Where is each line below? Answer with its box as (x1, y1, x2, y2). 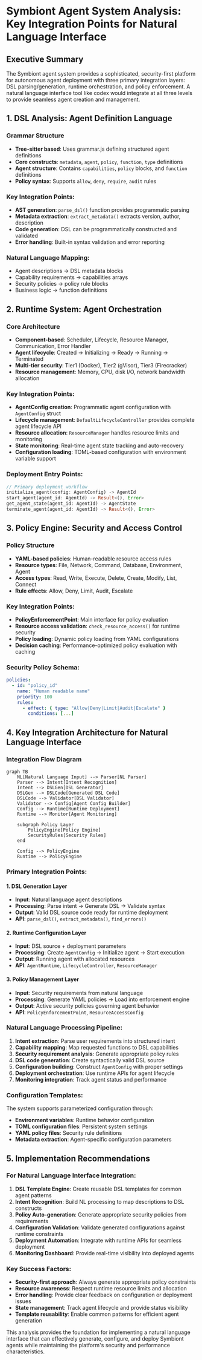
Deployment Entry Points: (6, 470, 83, 479)
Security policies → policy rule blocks (14, 280, 109, 287)
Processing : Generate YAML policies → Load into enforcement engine (14, 996, 190, 1003)
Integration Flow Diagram (6, 755, 82, 763)
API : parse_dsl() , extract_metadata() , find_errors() (14, 915, 147, 922)
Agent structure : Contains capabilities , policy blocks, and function (14, 165, 188, 172)
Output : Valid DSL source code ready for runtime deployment (14, 909, 168, 916)
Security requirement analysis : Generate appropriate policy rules (14, 1050, 179, 1057)
